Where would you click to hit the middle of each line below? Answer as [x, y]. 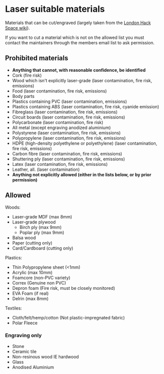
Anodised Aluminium [33, 367]
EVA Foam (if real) [30, 293]
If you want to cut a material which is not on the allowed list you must [75, 37]
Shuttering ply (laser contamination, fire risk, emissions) [69, 159]
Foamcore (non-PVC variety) [41, 278]
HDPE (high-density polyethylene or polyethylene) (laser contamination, [85, 143]
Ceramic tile [24, 351]
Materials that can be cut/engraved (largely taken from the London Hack [78, 23]
